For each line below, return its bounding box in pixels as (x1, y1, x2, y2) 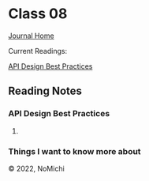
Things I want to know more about (8, 145, 141, 156)
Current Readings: (8, 46, 68, 55)
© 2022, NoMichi (8, 164, 65, 173)
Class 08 (8, 5, 68, 23)
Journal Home (8, 31, 54, 40)
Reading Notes (8, 85, 83, 98)
